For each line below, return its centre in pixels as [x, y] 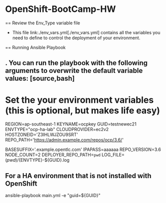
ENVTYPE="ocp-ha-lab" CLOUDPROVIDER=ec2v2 [57, 130]
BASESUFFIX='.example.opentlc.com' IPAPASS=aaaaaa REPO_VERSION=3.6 [83, 149]
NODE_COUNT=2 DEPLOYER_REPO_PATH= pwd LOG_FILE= [65, 155]
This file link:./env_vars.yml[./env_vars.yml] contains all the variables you [86, 32]
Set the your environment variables [80, 100]
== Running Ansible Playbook [36, 47]
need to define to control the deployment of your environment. [76, 38]
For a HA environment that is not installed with [78, 175]
